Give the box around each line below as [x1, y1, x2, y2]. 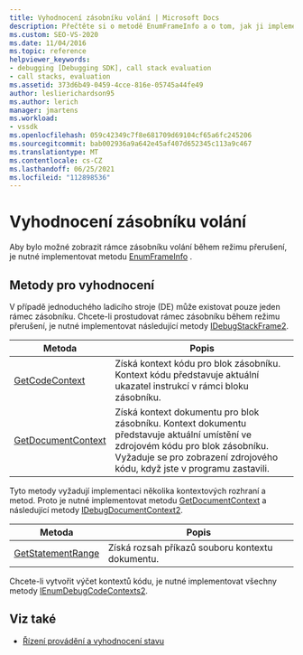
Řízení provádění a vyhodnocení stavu [22, 635, 165, 646]
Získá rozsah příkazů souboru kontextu [107, 541, 273, 554]
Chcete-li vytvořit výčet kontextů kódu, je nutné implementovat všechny [9, 575, 278, 586]
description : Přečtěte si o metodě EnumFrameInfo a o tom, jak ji [9, 22, 264, 31]
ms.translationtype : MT [9, 147, 99, 156]
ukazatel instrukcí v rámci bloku [115, 380, 250, 392]
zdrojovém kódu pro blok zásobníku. [115, 440, 269, 452]
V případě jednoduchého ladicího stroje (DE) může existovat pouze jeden [9, 302, 281, 312]
